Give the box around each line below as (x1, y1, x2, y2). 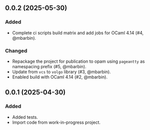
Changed (5, 47, 28, 54)
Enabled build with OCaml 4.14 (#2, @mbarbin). (12, 74, 107, 80)
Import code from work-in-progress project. (12, 119, 101, 125)
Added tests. (12, 114, 38, 120)
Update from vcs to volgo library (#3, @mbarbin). (12, 69, 111, 75)
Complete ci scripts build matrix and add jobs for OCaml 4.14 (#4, (12, 29, 144, 36)
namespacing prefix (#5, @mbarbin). (12, 63, 86, 69)
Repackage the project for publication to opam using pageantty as (12, 58, 145, 64)
